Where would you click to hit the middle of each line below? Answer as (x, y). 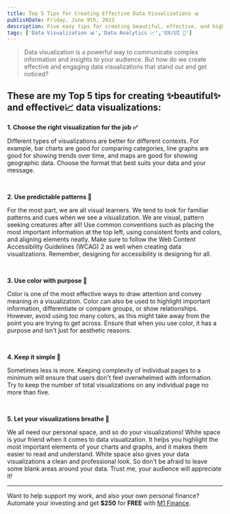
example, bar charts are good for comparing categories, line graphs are (108, 148)
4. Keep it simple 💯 (34, 357)
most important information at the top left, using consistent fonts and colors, (115, 232)
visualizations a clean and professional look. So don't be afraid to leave (107, 462)
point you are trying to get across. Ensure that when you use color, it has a (112, 323)
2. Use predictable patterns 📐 (50, 197)
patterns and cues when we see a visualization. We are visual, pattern (105, 218)
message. (21, 170)
